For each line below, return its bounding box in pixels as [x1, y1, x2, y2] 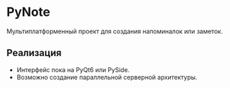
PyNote [6, 4, 51, 20]
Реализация [6, 47, 62, 59]
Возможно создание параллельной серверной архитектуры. [16, 73, 197, 81]
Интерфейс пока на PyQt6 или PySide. [16, 65, 130, 73]
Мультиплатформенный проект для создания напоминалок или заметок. [6, 27, 223, 35]
